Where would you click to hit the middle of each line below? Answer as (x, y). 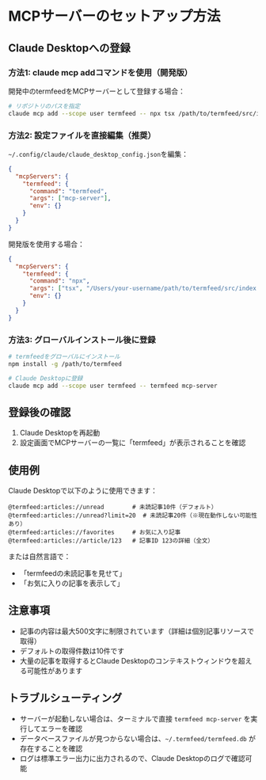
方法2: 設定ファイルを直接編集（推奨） (82, 135)
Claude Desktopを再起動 (60, 433)
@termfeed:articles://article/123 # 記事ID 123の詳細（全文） (111, 541)
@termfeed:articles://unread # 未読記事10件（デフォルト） (113, 508)
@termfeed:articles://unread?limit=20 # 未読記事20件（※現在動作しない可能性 (133, 516)
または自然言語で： (40, 557)
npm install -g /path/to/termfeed (65, 364)
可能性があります (55, 671)
